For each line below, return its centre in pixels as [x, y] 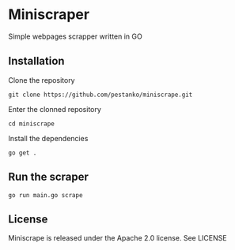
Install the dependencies [48, 138]
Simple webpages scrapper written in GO [75, 36]
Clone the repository [42, 80]
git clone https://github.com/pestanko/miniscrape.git [100, 95]
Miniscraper [49, 15]
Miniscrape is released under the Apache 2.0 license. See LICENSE [117, 238]
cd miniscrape [32, 124]
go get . [23, 153]
